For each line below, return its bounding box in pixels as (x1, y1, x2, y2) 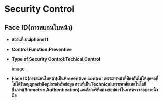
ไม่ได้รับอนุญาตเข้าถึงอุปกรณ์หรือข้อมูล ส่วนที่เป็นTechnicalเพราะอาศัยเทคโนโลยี (11, 81, 146, 87)
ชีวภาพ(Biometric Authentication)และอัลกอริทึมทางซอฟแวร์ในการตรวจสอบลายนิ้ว (11, 87, 158, 93)
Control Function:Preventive (11, 46, 72, 52)
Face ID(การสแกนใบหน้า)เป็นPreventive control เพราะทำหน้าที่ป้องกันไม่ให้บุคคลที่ (11, 76, 158, 81)
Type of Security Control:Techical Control (11, 56, 101, 62)
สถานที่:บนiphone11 (11, 36, 48, 42)
